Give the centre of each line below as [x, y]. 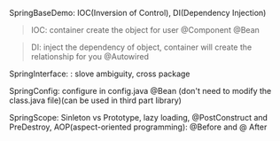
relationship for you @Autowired [89, 56]
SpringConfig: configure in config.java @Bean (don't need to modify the [140, 91]
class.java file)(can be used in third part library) [95, 100]
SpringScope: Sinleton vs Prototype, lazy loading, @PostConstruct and [139, 117]
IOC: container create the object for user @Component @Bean [145, 30]
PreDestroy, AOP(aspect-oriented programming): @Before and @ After [138, 127]
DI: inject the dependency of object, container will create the [141, 47]
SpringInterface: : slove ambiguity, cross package [100, 74]
